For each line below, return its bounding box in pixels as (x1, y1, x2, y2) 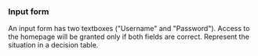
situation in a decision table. (8, 40, 99, 50)
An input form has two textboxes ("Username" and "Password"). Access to (8, 24, 250, 33)
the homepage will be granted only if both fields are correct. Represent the (8, 32, 249, 41)
